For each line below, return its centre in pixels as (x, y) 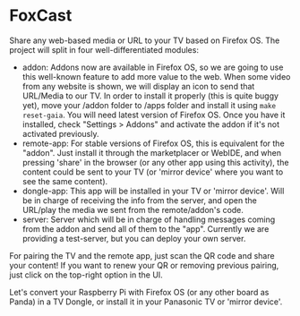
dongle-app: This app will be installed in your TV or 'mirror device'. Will (153, 191)
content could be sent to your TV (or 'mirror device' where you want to (153, 172)
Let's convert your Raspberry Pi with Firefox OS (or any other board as (139, 292)
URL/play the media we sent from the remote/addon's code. (133, 209)
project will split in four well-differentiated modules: (104, 49)
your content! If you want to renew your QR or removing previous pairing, (144, 265)
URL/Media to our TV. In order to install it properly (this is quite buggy (150, 96)
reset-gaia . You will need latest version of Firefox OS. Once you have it (154, 115)
